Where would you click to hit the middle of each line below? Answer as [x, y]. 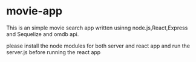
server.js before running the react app [54, 52]
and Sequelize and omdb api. [43, 34]
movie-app [34, 11]
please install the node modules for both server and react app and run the [98, 46]
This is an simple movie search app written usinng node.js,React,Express [97, 28]
